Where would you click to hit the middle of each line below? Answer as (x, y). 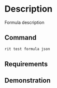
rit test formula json (27, 49)
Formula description (24, 22)
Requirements (26, 64)
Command (21, 38)
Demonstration (28, 80)
